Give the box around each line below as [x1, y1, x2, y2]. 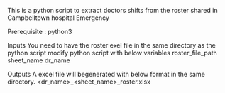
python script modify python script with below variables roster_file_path [7, 49, 218, 57]
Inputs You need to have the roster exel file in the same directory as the [7, 41, 216, 49]
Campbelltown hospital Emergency [7, 13, 110, 22]
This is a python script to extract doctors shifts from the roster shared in [7, 6, 218, 14]
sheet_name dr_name [7, 56, 71, 65]
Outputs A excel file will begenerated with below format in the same [7, 70, 206, 78]
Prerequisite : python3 [7, 28, 72, 35]
